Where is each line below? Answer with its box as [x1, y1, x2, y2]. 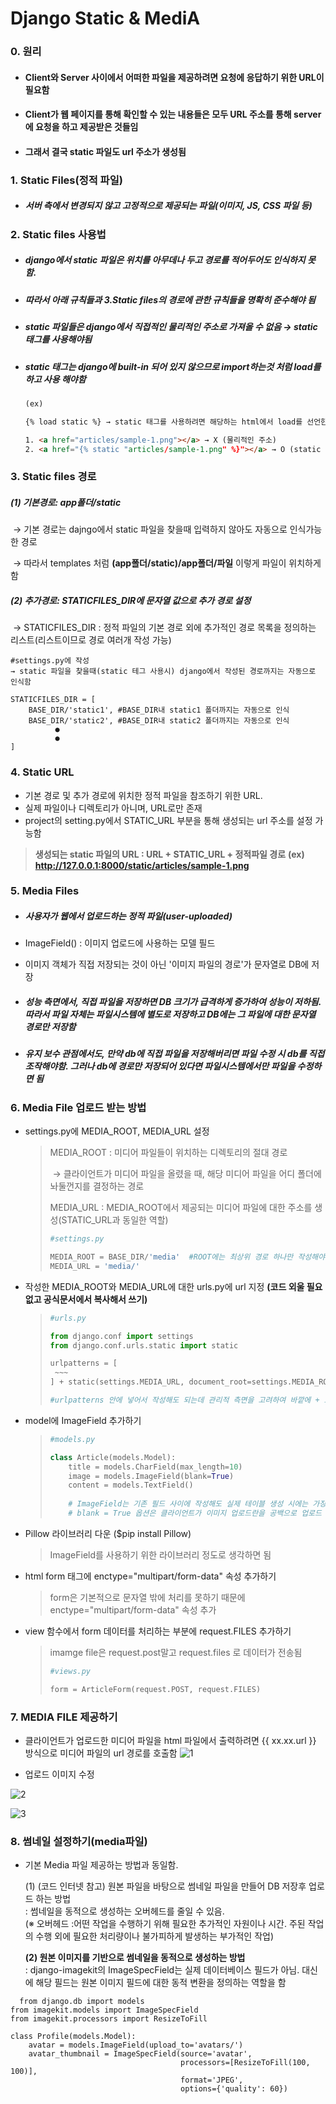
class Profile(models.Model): [10, 2032, 137, 2042]
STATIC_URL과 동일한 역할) [61, 1214, 169, 1226]
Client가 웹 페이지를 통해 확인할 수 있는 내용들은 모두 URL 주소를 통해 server [24, 108, 322, 121]
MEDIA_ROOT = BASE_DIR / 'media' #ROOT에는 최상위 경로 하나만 [49, 1252, 294, 1262]
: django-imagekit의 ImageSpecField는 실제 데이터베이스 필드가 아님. [24, 1964, 300, 1976]
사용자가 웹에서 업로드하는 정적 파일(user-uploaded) [24, 910, 233, 922]
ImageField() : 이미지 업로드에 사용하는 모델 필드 [24, 937, 216, 949]
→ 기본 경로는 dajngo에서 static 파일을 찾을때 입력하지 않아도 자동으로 [12, 523, 288, 536]
